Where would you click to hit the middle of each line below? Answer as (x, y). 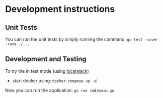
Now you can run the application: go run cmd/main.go (60, 90)
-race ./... (17, 44)
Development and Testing (46, 59)
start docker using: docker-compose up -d (54, 81)
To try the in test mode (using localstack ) (47, 71)
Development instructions (60, 9)
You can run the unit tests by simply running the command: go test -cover (82, 39)
